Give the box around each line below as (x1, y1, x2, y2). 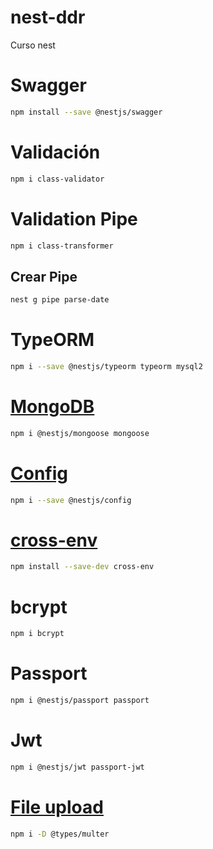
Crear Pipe (10, 268, 78, 285)
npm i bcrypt (10, 629, 65, 639)
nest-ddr (10, 6, 86, 29)
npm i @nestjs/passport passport (10, 696, 150, 706)
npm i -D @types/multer (10, 829, 110, 839)
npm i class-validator (10, 174, 105, 184)
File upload (10, 796, 104, 818)
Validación (10, 141, 101, 163)
